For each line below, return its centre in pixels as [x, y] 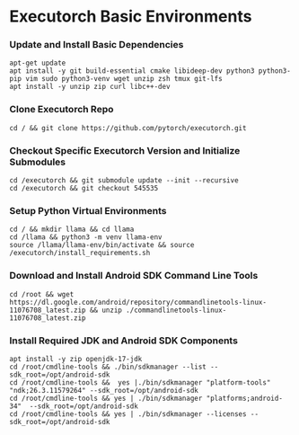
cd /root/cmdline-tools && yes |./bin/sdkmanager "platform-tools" [140, 382]
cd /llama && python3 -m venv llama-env [86, 237]
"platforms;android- [244, 398]
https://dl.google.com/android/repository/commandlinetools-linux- [138, 302]
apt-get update [38, 63]
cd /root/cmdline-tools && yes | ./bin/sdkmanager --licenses [128, 414]
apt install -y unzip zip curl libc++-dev [90, 87]
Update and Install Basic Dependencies [97, 45]
